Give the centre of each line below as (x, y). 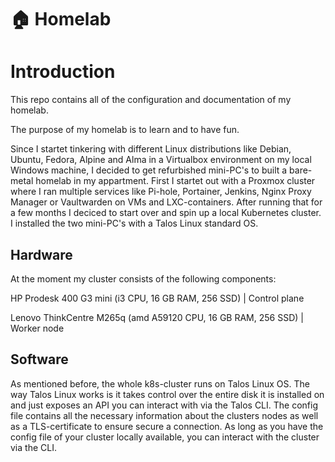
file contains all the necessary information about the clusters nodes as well (164, 415)
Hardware (41, 254)
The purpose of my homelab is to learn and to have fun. (125, 130)
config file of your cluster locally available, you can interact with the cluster (165, 437)
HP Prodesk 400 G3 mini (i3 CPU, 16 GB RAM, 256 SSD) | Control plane (157, 298)
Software (39, 359)
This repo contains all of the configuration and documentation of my (151, 100)
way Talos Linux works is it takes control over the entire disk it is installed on (167, 394)
